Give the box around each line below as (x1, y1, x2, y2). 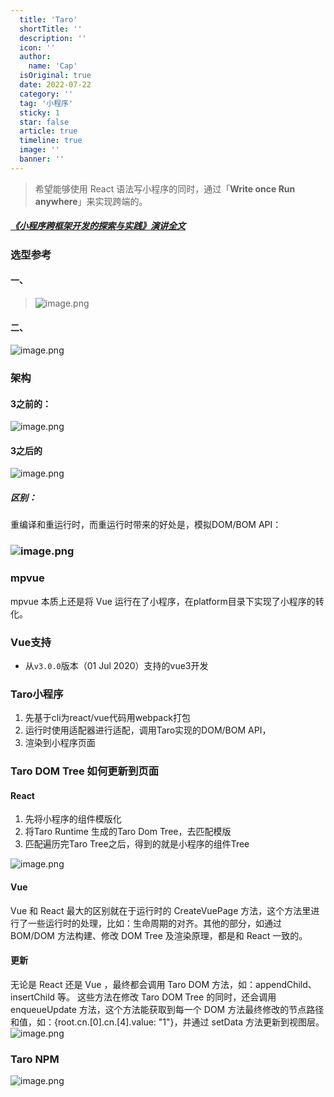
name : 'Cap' (28, 61, 78, 71)
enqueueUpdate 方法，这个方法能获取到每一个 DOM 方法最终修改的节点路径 (10, 1003, 325, 1015)
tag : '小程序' (19, 98, 74, 108)
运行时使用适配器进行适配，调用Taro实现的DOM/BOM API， (24, 724, 272, 736)
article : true (19, 126, 78, 136)
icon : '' (19, 42, 56, 53)
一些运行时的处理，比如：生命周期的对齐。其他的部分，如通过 (27, 917, 282, 929)
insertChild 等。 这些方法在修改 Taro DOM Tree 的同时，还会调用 (10, 991, 277, 1003)
